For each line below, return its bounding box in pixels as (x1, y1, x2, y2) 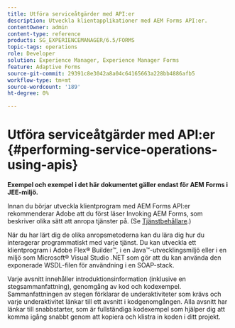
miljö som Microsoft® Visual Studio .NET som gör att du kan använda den (7, 253, 222, 262)
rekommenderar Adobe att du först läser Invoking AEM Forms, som (7, 209, 204, 218)
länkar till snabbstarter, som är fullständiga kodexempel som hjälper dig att (7, 305, 226, 314)
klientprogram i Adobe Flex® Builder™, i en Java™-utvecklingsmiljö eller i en (7, 246, 227, 255)
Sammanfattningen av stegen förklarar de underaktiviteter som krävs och (7, 290, 222, 299)
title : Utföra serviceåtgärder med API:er (7, 10, 135, 18)
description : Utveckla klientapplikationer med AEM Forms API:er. (7, 17, 208, 24)
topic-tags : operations (7, 43, 78, 51)
